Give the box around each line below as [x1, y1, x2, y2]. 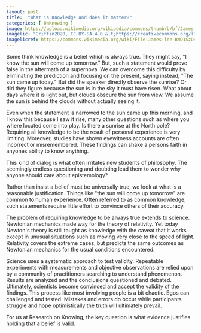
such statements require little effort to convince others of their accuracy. [6, 202, 185, 210]
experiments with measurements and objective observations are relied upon [6, 264, 194, 271]
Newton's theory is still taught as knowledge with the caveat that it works [6, 227, 187, 234]
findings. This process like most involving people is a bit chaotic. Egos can [6, 289, 190, 296]
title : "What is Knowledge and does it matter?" [6, 14, 133, 20]
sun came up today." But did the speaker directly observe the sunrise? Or [6, 78, 187, 86]
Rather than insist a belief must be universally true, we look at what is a [6, 183, 181, 190]
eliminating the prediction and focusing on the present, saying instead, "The [6, 72, 193, 79]
